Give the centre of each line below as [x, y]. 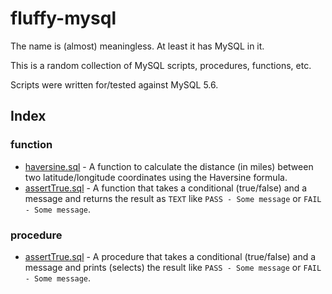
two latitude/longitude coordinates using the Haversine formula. [156, 177]
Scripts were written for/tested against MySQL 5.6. [114, 84]
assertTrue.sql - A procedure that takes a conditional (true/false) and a [170, 256]
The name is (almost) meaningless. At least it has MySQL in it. [137, 46]
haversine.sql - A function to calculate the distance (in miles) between [169, 166]
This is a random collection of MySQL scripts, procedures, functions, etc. [161, 65]
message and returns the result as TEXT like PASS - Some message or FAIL [173, 198]
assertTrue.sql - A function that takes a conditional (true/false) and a [166, 188]
